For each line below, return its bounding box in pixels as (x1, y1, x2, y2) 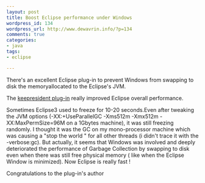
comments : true (6, 32, 45, 38)
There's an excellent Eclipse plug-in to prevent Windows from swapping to (6, 76, 194, 83)
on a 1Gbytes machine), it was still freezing (66, 119, 174, 126)
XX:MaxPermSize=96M (6, 119, 65, 126)
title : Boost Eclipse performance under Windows (6, 15, 132, 21)
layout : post (6, 9, 40, 15)
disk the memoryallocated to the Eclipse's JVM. (6, 83, 126, 90)
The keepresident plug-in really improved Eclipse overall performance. (6, 94, 184, 102)
